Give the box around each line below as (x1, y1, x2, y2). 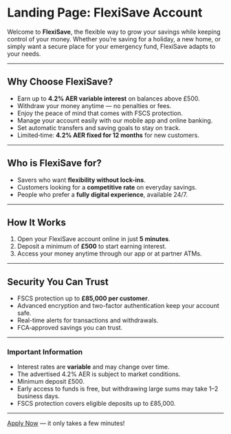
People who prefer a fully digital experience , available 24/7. (16, 190, 188, 198)
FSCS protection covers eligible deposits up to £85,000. (16, 400, 176, 408)
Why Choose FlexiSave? (7, 76, 113, 87)
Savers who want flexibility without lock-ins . (16, 176, 146, 184)
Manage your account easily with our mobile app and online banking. (16, 116, 213, 125)
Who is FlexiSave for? (7, 157, 102, 169)
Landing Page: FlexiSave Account (7, 5, 203, 21)
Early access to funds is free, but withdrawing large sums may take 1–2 (16, 384, 219, 393)
